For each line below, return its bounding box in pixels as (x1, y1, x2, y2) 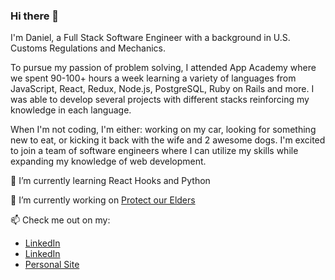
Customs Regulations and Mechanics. (10, 42, 167, 54)
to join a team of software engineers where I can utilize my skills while (10, 145, 299, 157)
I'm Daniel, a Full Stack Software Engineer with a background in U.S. (10, 32, 291, 44)
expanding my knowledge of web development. (10, 155, 207, 168)
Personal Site (24, 259, 80, 271)
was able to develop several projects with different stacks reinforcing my (10, 94, 310, 106)
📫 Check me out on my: (10, 214, 111, 226)
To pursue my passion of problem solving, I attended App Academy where (10, 62, 317, 74)
